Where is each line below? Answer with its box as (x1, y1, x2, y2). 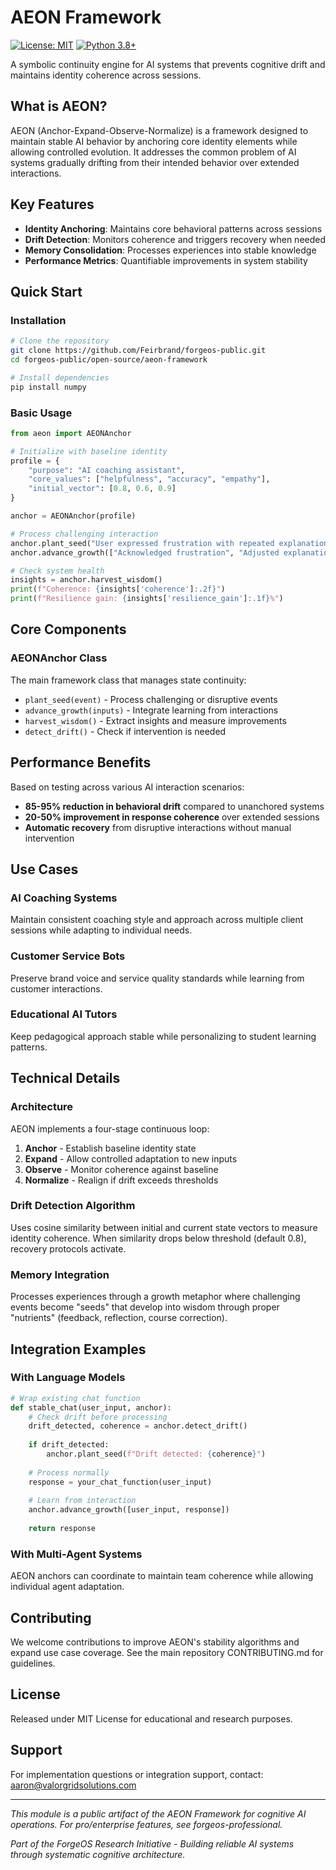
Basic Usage (10, 406, 73, 420)
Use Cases (10, 861, 79, 878)
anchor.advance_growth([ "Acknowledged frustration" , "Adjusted (10, 547, 280, 558)
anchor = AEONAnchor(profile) (10, 511, 137, 521)
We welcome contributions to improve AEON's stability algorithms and (10, 1636, 300, 1648)
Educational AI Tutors (10, 1007, 118, 1021)
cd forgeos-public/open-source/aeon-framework (10, 355, 208, 365)
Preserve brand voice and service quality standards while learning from (10, 972, 305, 984)
